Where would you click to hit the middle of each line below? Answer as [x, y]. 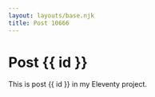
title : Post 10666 [39, 23]
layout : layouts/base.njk [51, 16]
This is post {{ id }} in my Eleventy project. [78, 84]
